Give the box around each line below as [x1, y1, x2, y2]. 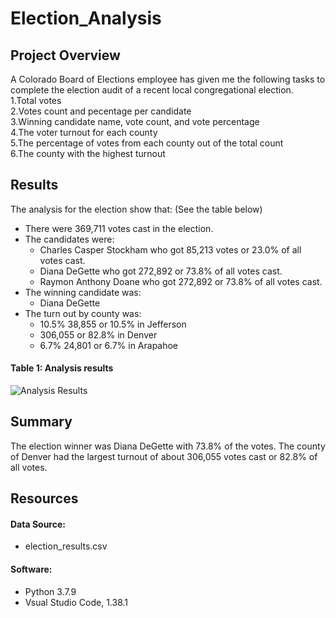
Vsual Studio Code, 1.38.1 [24, 596, 129, 608]
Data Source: [10, 518, 66, 530]
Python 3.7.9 [24, 585, 77, 597]
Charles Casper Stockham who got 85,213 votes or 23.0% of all [39, 243, 302, 256]
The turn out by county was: [24, 307, 142, 319]
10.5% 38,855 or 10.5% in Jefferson [39, 318, 187, 330]
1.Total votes [10, 95, 62, 106]
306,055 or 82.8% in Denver [39, 328, 158, 341]
